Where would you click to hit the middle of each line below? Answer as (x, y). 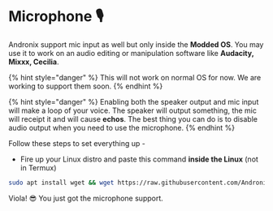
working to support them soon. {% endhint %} (86, 86)
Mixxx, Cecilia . (34, 62)
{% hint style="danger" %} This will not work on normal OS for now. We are (135, 77)
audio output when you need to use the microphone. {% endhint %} (122, 127)
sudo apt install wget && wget (61, 183)
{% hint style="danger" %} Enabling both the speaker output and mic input (134, 101)
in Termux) (38, 167)
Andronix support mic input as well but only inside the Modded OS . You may (136, 44)
